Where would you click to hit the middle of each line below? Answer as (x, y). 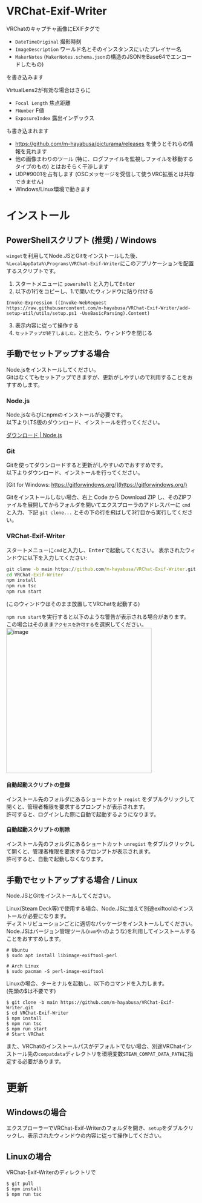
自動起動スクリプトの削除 (38, 829)
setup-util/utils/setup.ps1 (42, 313)
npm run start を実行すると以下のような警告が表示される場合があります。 (98, 617)
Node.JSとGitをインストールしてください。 (60, 896)
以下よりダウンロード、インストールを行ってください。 (75, 473)
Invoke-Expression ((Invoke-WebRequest (57, 303)
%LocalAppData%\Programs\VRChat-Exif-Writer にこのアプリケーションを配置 (100, 263)
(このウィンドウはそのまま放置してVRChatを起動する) (73, 604)
